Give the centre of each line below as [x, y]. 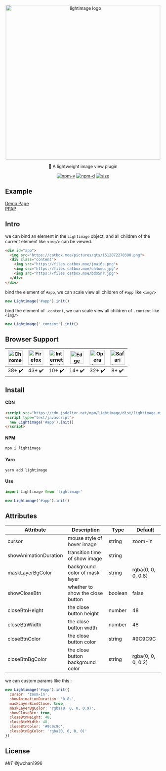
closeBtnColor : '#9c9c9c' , [37, 727]
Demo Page [17, 203]
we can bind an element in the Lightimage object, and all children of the [78, 236]
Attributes [21, 516]
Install [15, 390]
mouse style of [85, 538]
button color [82, 642]
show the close [85, 593]
